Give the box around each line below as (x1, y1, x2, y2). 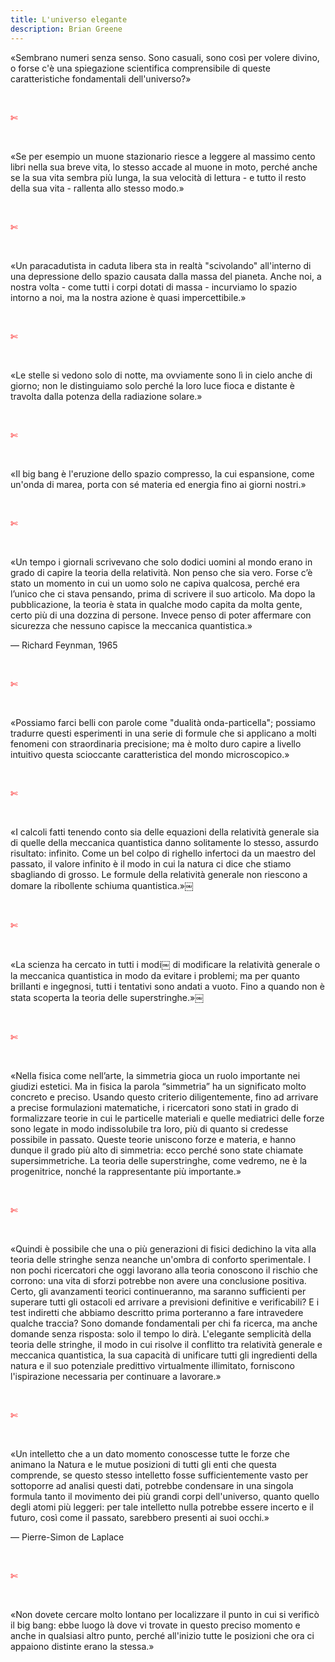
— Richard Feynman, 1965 (10, 639, 118, 651)
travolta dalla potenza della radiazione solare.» (10, 390, 203, 402)
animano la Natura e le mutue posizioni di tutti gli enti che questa (10, 1458, 277, 1470)
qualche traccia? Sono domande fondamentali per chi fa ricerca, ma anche (10, 1317, 318, 1329)
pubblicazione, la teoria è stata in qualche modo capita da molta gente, (10, 598, 303, 610)
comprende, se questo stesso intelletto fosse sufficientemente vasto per (10, 1469, 309, 1481)
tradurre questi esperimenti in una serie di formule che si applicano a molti (10, 727, 317, 739)
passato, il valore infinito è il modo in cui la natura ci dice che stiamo (10, 857, 292, 870)
